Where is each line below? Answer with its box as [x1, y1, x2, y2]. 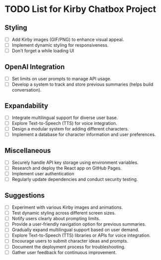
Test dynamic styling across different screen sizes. [11, 210, 116, 216]
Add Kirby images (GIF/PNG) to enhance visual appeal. [11, 36, 124, 42]
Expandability [4, 101, 49, 110]
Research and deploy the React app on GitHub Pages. [11, 165, 122, 171]
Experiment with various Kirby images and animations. [11, 204, 123, 210]
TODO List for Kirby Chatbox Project [4, 3, 157, 15]
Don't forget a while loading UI [11, 48, 74, 54]
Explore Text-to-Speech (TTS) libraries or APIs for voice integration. [11, 233, 151, 239]
